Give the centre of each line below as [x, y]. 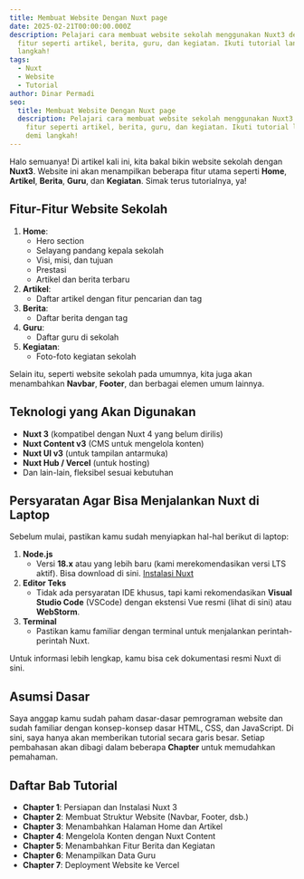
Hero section [60, 240]
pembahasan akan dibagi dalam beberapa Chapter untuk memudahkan [142, 748]
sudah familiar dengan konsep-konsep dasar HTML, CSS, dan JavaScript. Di [152, 728]
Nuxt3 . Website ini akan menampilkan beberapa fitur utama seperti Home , [148, 171]
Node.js [38, 555]
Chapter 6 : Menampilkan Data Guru [89, 855]
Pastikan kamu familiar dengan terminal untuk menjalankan [146, 632]
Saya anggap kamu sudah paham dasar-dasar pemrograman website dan [146, 719]
